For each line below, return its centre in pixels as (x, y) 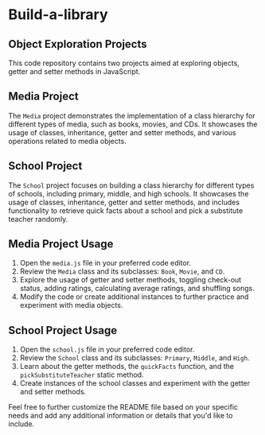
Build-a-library (58, 15)
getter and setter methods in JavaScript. (74, 72)
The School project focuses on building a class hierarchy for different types (131, 185)
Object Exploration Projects (78, 44)
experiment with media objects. (71, 305)
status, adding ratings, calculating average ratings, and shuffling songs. (137, 289)
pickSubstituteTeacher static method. (82, 375)
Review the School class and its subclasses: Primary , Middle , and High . (134, 358)
